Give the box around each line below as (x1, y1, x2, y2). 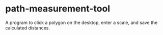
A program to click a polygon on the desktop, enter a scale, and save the (5, 19, 158, 25)
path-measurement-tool (5, 3, 111, 14)
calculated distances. (5, 24, 50, 30)
